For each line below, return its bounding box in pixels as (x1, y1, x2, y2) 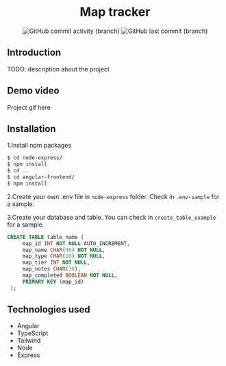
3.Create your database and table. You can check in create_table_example (7, 213, 216, 221)
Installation (7, 123, 56, 135)
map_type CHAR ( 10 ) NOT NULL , (22, 253, 106, 260)
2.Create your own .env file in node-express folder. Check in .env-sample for (7, 192, 220, 201)
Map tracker (79, 4, 151, 20)
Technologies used (7, 304, 90, 316)
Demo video (7, 85, 60, 97)
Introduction (7, 47, 62, 58)
